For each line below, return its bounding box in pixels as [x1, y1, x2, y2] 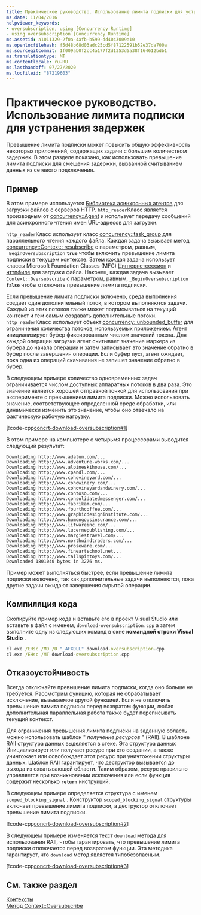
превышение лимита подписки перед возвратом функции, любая [6, 703, 174, 710]
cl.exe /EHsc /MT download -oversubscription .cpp [6, 651, 130, 658]
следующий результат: [6, 443, 65, 449]
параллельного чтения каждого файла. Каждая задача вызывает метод [6, 237, 190, 244]
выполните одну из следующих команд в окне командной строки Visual [6, 628, 193, 635]
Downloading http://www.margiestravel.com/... [6, 532, 124, 538]
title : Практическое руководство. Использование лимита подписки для [6, 8, 184, 15]
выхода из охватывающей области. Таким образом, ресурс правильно [6, 765, 188, 772]
